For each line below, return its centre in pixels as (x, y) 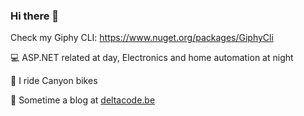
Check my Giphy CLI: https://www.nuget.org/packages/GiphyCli (142, 38)
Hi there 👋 (35, 16)
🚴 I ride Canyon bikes (54, 81)
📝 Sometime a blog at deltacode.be (83, 100)
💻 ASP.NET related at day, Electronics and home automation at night (152, 58)
